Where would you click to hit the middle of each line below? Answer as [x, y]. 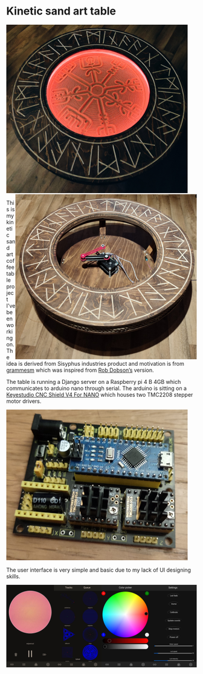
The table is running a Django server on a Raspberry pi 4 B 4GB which [94, 382]
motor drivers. [24, 401]
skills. [13, 576]
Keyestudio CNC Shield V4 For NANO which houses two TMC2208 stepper [100, 395]
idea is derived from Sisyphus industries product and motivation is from [95, 364]
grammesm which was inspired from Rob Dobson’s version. [80, 370]
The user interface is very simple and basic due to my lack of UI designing [99, 570]
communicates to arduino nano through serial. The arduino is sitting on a [97, 388]
